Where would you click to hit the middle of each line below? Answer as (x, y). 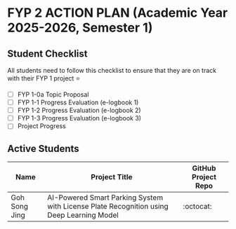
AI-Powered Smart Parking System (105, 197)
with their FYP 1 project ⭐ (44, 78)
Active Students (43, 148)
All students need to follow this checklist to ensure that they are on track (112, 70)
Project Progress (42, 126)
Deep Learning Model (83, 215)
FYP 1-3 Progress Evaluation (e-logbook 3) (79, 118)
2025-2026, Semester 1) (80, 28)
